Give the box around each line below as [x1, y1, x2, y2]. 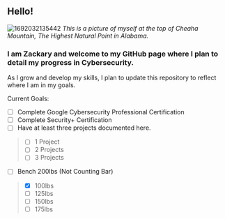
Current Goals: [7, 94, 49, 103]
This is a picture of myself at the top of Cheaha [62, 24, 199, 32]
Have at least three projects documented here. [17, 123, 151, 132]
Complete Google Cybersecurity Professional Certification [17, 108, 185, 116]
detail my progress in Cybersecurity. [7, 57, 134, 67]
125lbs [34, 189, 54, 197]
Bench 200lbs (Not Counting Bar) [17, 167, 114, 176]
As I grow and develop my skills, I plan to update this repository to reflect [7, 73, 217, 82]
